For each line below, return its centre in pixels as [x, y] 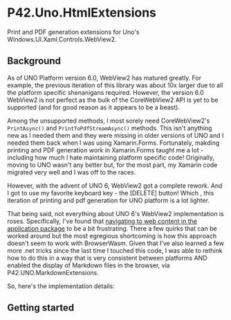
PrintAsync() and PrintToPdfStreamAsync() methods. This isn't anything [110, 128]
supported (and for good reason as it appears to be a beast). [93, 107]
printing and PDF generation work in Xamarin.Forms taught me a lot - [105, 150]
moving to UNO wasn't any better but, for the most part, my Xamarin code [112, 165]
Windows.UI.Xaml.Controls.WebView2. [62, 39]
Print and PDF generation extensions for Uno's [73, 32]
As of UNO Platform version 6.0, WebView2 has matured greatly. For [104, 78]
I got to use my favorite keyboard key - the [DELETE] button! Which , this [111, 193]
